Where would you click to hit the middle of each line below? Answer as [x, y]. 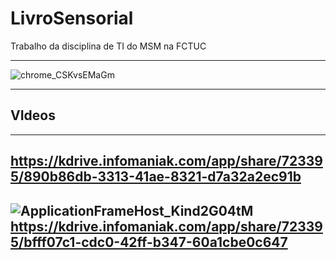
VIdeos [33, 115]
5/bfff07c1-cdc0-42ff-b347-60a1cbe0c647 [149, 242]
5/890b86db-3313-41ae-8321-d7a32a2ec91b [156, 177]
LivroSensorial [72, 18]
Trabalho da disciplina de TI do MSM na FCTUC [108, 46]
